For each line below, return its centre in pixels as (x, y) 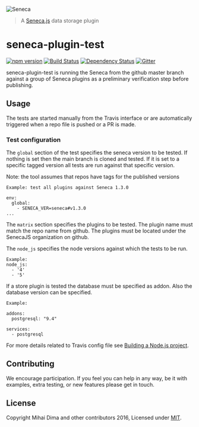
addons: (16, 314)
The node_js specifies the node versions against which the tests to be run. (97, 248)
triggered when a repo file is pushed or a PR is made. (71, 124)
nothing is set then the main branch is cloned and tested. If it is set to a (93, 159)
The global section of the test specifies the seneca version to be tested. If (97, 153)
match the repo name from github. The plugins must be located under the (96, 231)
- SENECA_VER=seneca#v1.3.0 (51, 208)
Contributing (30, 364)
